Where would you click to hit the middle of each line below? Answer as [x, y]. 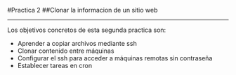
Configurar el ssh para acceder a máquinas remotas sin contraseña [115, 58]
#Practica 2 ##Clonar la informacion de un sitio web [83, 10]
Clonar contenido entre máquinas [66, 51]
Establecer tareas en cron [55, 66]
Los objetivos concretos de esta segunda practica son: [87, 30]
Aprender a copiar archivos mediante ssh [77, 43]
